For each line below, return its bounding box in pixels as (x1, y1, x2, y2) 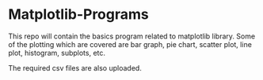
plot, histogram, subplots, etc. (8, 48, 105, 57)
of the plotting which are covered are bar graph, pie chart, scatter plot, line (8, 39, 252, 49)
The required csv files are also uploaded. (8, 63, 143, 72)
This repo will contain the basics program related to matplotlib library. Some (8, 31, 256, 41)
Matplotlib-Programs (8, 5, 149, 24)
